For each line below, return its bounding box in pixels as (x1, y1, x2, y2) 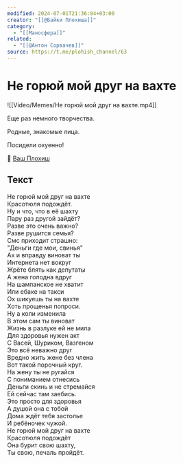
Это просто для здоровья (7, 397, 82, 405)
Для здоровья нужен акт (7, 331, 80, 339)
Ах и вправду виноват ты (7, 250, 81, 259)
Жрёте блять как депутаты (7, 266, 86, 274)
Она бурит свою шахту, (7, 441, 76, 449)
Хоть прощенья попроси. (7, 302, 81, 310)
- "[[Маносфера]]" (13, 29, 66, 36)
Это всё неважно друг (7, 345, 73, 354)
